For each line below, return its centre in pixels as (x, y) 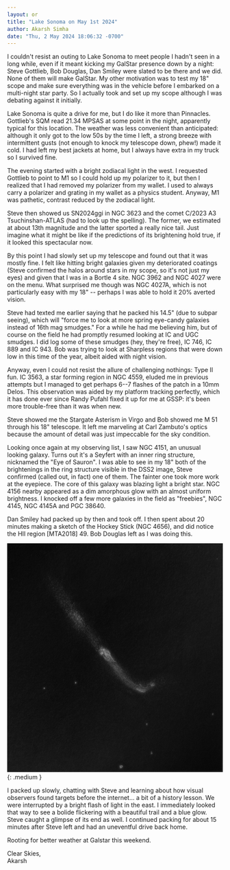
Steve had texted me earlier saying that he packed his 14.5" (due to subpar (112, 313)
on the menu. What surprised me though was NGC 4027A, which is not (107, 285)
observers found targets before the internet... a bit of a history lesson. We (111, 797)
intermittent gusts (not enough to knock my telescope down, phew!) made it (114, 143)
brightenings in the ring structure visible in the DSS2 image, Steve (100, 470)
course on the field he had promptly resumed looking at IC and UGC (103, 335)
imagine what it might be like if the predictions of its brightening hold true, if (114, 235)
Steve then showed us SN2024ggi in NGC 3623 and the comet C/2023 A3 (112, 214)
